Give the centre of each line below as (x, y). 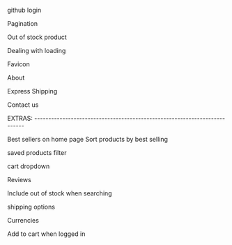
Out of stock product (37, 37)
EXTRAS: (20, 118)
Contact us (23, 105)
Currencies (23, 220)
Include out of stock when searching (60, 193)
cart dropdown (29, 166)
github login (24, 10)
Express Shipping (32, 91)
